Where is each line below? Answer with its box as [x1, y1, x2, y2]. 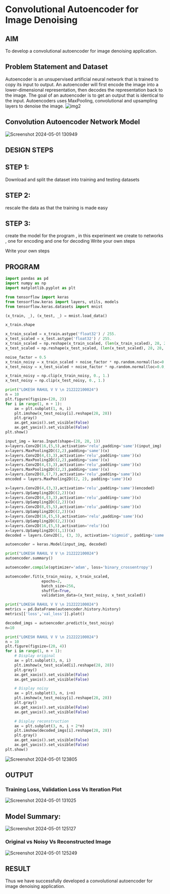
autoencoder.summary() [5, 556, 53, 561]
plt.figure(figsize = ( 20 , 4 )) [5, 644, 67, 649]
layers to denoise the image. [5, 103, 64, 109]
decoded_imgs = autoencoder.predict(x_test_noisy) [5, 620, 114, 625]
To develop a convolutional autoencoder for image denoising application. [5, 48, 157, 54]
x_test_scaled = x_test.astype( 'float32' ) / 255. [5, 336, 112, 342]
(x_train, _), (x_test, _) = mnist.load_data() [5, 313, 108, 318]
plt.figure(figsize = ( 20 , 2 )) [5, 396, 67, 401]
